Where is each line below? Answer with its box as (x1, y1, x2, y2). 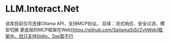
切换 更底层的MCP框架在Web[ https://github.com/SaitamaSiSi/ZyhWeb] (9, 26, 159, 33)
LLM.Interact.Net (5, 3, 79, 15)
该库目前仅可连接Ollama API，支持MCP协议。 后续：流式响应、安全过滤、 (5, 20, 161, 26)
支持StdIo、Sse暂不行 (27, 33, 74, 39)
